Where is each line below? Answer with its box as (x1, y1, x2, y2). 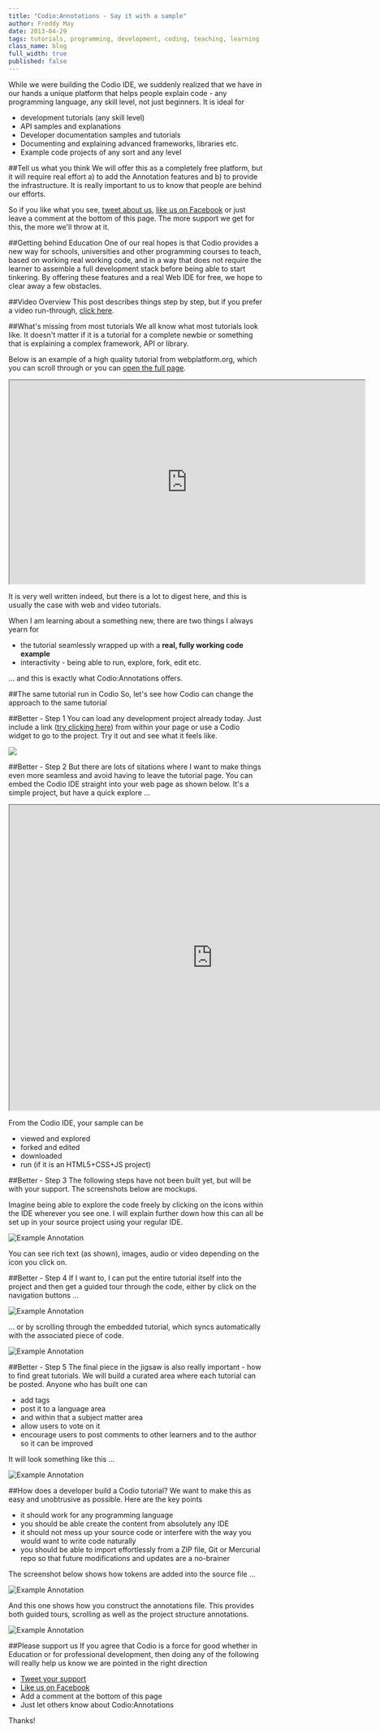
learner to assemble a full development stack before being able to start (8, 264, 246, 273)
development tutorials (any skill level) (19, 112, 145, 122)
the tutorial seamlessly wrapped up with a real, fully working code (19, 640, 244, 649)
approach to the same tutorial (8, 698, 107, 707)
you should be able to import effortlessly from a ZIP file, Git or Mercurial (19, 1544, 261, 1555)
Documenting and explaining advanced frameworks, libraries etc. (19, 138, 239, 148)
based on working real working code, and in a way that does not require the (8, 255, 262, 265)
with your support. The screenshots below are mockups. (8, 1183, 197, 1193)
